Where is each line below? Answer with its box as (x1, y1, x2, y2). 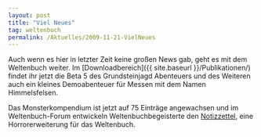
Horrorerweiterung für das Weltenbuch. (8, 120, 136, 129)
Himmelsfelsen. (8, 88, 59, 98)
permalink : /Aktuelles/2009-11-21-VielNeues (8, 33, 156, 41)
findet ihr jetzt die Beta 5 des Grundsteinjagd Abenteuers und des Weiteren (8, 71, 251, 81)
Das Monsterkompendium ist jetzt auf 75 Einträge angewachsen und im (8, 103, 239, 113)
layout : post (8, 11, 51, 20)
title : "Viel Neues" (8, 19, 76, 27)
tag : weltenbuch (8, 26, 61, 34)
